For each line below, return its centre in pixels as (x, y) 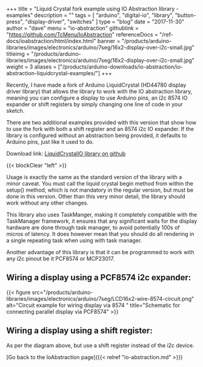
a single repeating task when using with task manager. (74, 240)
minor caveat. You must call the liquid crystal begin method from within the (100, 183)
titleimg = (18, 54)
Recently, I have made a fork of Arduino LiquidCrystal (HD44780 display (96, 85)
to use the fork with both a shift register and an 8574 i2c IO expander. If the (100, 129)
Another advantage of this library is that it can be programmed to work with (100, 252)
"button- (185, 15)
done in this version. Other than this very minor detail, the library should (96, 196)
